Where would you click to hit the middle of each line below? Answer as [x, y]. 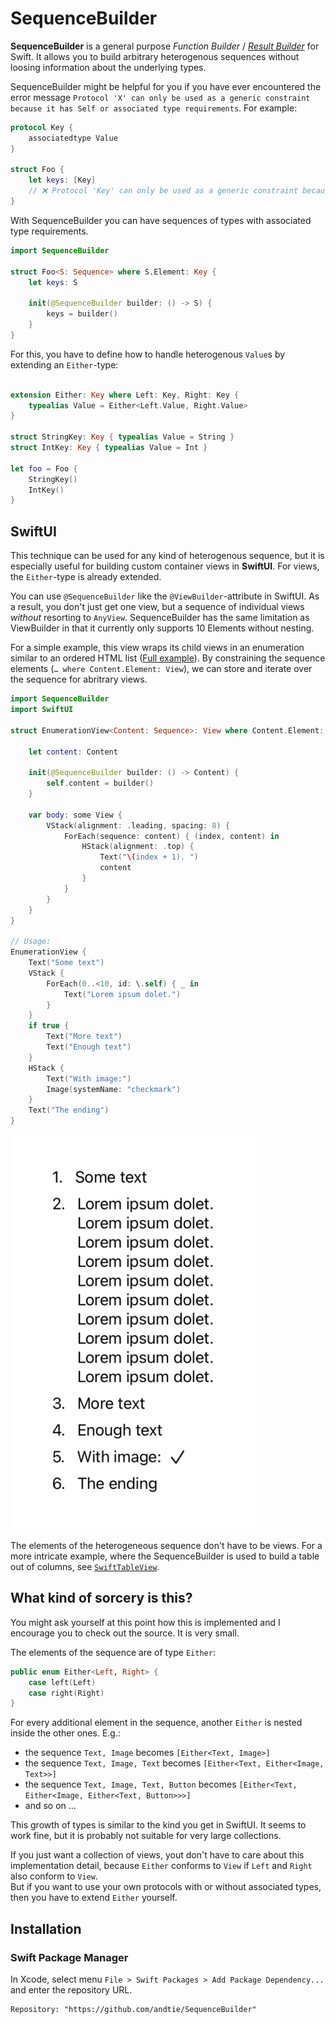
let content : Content [73, 752]
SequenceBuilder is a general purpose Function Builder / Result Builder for [165, 46]
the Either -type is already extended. [86, 577]
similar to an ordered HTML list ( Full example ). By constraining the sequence [168, 658]
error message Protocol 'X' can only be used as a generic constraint [160, 97]
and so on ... [50, 1806]
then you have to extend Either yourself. [94, 1898]
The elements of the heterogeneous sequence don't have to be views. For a [166, 1545]
